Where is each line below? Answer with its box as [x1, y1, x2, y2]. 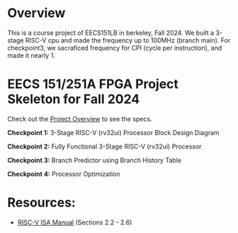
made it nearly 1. [7, 51, 55, 60]
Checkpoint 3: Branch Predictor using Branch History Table [7, 156, 182, 164]
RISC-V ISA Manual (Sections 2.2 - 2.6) [17, 218, 132, 227]
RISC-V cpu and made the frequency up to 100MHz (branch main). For [25, 36, 231, 44]
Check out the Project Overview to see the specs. [7, 114, 152, 123]
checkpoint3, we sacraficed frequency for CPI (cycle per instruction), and [7, 43, 222, 52]
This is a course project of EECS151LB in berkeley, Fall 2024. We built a [7, 28, 215, 37]
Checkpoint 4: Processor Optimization [7, 169, 120, 178]
